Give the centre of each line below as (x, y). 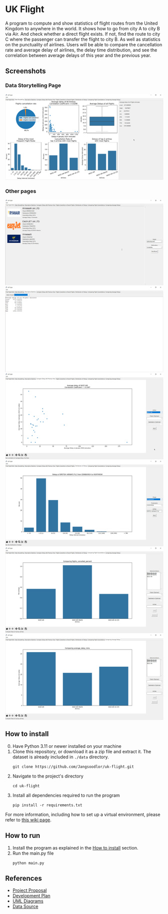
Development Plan (31, 896)
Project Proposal (30, 890)
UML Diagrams (28, 901)
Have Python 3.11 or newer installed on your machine (67, 746)
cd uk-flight (26, 786)
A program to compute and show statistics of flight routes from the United (81, 23)
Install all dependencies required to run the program (66, 795)
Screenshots (26, 71)
